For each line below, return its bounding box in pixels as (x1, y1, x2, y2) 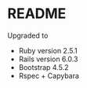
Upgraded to (7, 31, 49, 40)
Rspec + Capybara (18, 71, 80, 80)
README (7, 5, 67, 23)
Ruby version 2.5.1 (18, 46, 78, 55)
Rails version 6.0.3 (18, 54, 78, 64)
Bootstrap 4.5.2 (18, 62, 69, 71)
